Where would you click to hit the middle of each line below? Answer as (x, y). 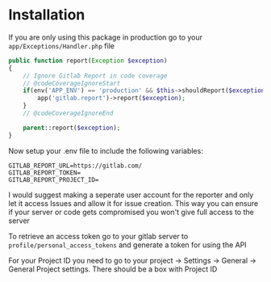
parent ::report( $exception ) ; (72, 128)
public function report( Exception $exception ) (88, 61)
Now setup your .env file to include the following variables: (106, 150)
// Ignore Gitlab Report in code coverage (95, 76)
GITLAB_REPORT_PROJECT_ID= (54, 179)
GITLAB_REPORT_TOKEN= (45, 173)
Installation (47, 15)
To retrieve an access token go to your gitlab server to (98, 236)
